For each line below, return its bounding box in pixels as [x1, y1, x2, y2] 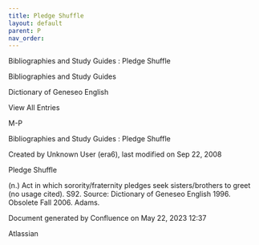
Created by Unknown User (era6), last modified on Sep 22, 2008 [8, 149, 222, 159]
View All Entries [8, 103, 60, 112]
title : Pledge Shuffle [8, 11, 84, 20]
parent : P [8, 27, 42, 35]
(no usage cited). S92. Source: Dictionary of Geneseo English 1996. [8, 190, 231, 199]
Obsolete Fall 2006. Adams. [8, 198, 100, 207]
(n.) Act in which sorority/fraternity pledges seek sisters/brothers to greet [8, 181, 251, 190]
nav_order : [8, 34, 45, 43]
